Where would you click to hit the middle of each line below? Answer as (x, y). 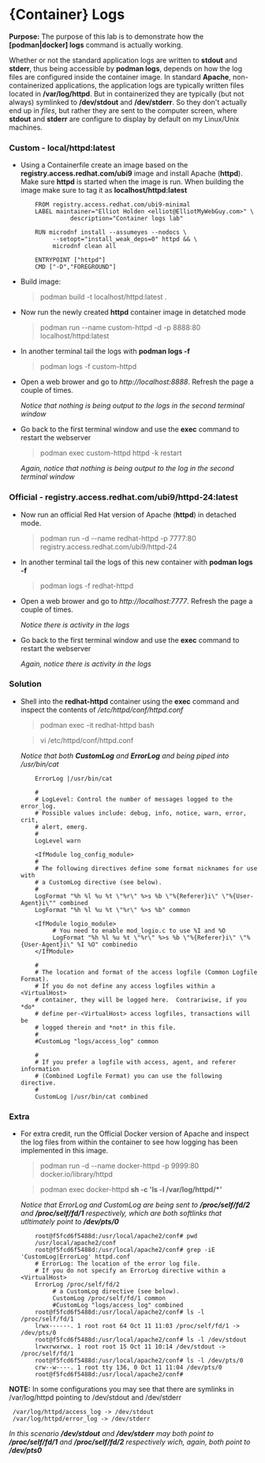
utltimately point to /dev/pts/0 (69, 1222)
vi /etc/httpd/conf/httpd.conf (87, 740)
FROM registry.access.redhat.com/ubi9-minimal (113, 205)
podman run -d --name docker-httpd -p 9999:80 (119, 1166)
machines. (26, 127)
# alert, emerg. (62, 827)
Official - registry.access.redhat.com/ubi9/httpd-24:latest (124, 497)
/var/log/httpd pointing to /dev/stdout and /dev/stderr (95, 1397)
